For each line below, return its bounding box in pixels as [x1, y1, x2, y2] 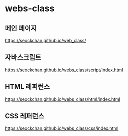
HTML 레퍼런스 [5, 83, 50, 91]
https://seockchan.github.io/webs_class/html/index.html [5, 96, 121, 102]
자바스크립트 [5, 53, 41, 62]
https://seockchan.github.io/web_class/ [5, 38, 86, 43]
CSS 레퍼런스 [5, 112, 45, 120]
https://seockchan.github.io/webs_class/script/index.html [5, 67, 123, 73]
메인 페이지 [5, 24, 37, 32]
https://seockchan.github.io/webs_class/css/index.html [5, 125, 119, 131]
